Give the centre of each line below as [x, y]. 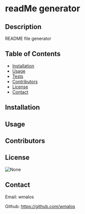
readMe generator [43, 9]
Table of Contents [33, 54]
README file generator [28, 38]
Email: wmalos [20, 197]
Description [23, 27]
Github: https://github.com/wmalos [40, 206]
